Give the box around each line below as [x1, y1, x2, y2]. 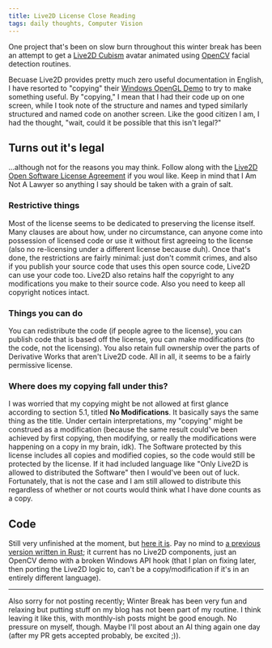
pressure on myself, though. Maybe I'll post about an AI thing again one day [8, 622, 261, 632]
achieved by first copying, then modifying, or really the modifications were [8, 433, 257, 443]
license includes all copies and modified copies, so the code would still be [8, 450, 256, 460]
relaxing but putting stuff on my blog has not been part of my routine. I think [8, 605, 261, 615]
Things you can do [8, 307, 83, 318]
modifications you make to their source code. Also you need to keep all [8, 279, 245, 288]
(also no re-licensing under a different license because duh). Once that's [8, 244, 251, 254]
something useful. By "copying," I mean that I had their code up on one [8, 92, 245, 101]
